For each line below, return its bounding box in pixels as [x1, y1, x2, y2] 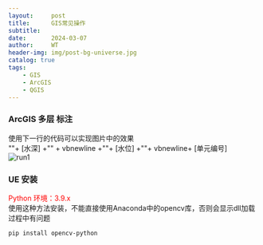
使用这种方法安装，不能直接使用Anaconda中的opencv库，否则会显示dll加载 [8, 203, 256, 212]
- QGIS [22, 85, 45, 94]
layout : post [8, 11, 66, 20]
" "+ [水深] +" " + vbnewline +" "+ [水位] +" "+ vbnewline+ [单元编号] [8, 143, 228, 152]
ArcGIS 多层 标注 [8, 113, 73, 124]
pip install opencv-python [8, 229, 98, 237]
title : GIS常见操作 [8, 19, 86, 27]
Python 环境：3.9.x [8, 193, 71, 203]
